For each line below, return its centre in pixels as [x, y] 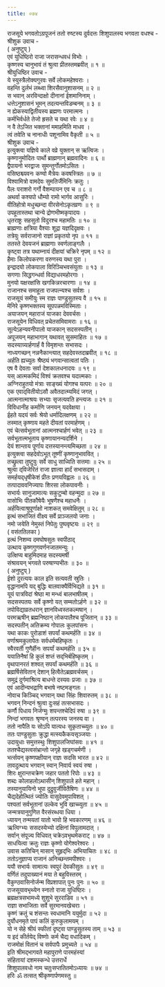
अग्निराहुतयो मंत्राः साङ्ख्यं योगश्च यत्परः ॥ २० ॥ [60, 383]
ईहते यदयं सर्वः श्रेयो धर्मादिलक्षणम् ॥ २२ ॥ [52, 415]
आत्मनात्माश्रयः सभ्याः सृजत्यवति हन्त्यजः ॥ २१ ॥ [59, 399]
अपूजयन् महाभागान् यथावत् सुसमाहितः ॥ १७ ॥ [57, 337]
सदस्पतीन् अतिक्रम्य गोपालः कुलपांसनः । [50, 625]
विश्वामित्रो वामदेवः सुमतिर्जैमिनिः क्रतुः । [48, 181]
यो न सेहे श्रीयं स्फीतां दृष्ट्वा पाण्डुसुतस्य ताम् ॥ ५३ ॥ [64, 929]
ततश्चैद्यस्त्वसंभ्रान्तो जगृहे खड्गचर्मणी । [49, 750]
